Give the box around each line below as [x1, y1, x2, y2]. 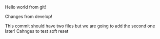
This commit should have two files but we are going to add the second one [5, 23, 155, 29]
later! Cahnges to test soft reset [5, 28, 69, 34]
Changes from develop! [5, 14, 53, 19]
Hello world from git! [5, 4, 46, 10]
